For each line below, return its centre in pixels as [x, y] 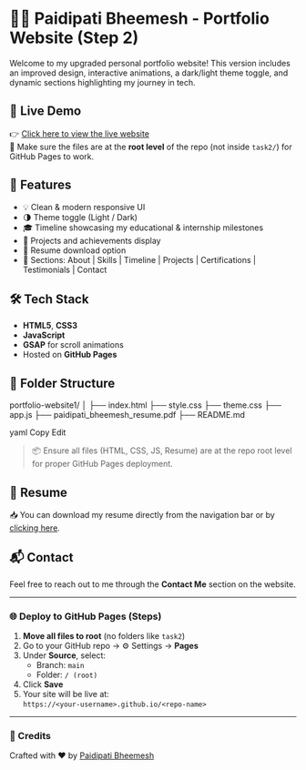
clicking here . [35, 528]
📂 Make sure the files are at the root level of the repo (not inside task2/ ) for [151, 147]
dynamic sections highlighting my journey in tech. [102, 82]
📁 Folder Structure [62, 383]
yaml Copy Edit [38, 432]
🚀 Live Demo [46, 111]
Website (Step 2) [74, 38]
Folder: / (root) [67, 675]
